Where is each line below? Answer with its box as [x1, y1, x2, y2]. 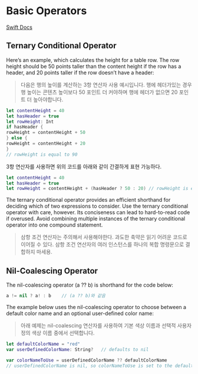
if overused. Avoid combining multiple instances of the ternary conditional [6, 215, 186, 222]
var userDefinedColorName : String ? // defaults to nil [6, 346, 149, 352]
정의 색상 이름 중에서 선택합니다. [20, 329, 95, 336]
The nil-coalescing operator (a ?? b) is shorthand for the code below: [6, 281, 174, 288]
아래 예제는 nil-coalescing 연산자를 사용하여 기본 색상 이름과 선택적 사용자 [20, 321, 192, 329]
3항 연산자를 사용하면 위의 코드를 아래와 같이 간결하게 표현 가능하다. [6, 163, 162, 170]
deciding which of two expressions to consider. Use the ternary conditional [6, 202, 189, 210]
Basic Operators [6, 4, 87, 18]
